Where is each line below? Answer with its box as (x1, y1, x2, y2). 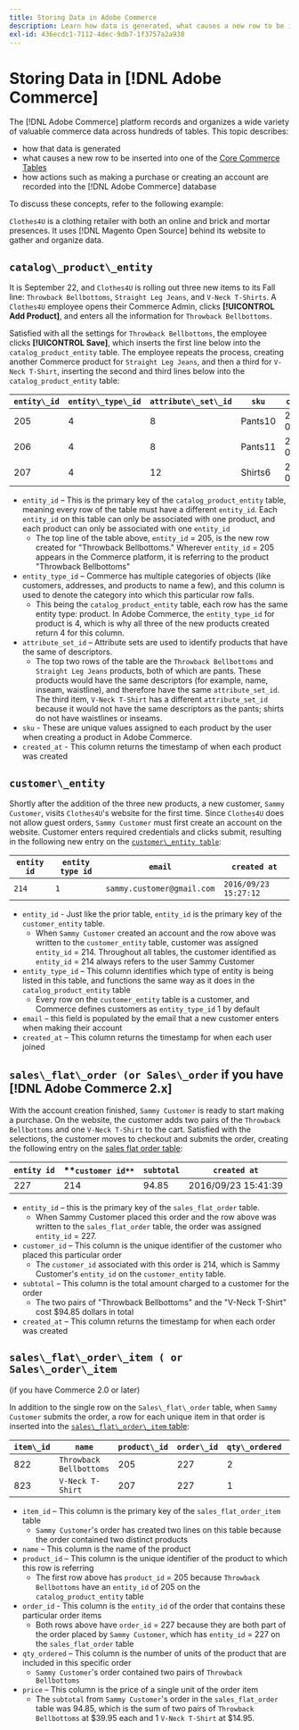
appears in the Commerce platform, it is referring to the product (35, 552, 270, 562)
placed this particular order (21, 1249, 123, 1260)
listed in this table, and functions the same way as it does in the (21, 975, 255, 986)
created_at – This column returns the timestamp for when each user (21, 1032, 272, 1043)
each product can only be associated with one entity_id (21, 523, 230, 534)
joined (21, 1041, 45, 1052)
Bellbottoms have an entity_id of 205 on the (35, 1581, 201, 1592)
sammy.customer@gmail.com (105, 883, 215, 894)
